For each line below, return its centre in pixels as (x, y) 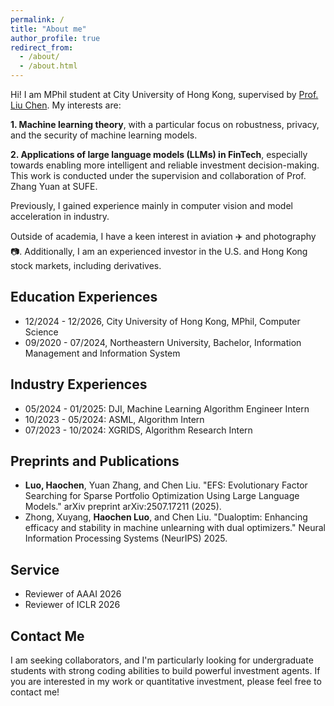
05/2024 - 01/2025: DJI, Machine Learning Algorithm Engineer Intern (167, 408)
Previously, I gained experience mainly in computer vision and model (151, 205)
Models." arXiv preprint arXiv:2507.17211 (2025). (123, 507)
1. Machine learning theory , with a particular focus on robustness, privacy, (165, 124)
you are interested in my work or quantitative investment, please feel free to (166, 682)
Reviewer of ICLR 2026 (72, 605)
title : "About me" (48, 29)
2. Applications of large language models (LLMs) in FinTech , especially (159, 154)
